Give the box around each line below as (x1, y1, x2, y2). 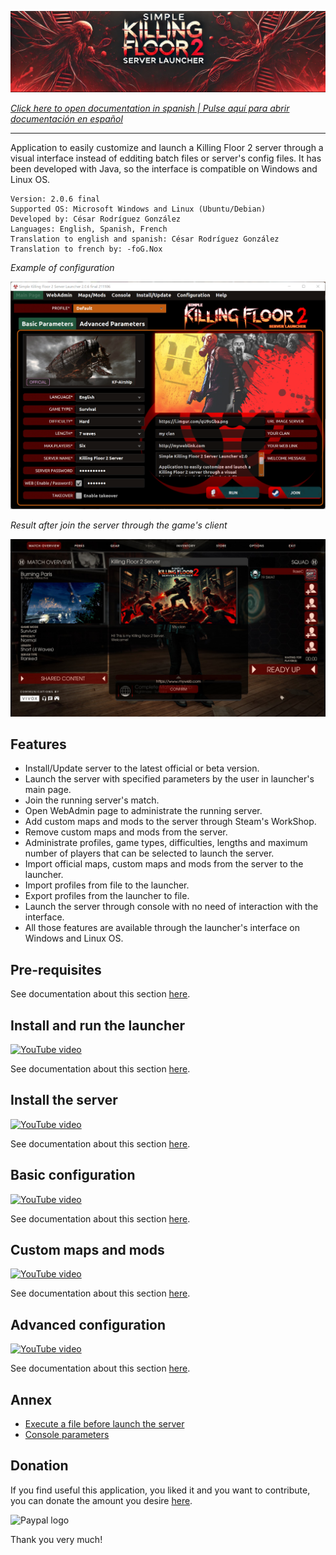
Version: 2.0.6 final (10, 194, 101, 204)
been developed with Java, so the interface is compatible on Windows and (10, 162, 318, 175)
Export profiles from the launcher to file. (24, 890, 190, 902)
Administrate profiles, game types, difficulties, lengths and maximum (24, 837, 308, 849)
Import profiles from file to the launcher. (24, 879, 190, 891)
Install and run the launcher (10, 1017, 186, 1034)
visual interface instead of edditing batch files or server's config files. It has (10, 152, 322, 164)
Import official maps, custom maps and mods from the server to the (24, 858, 304, 870)
